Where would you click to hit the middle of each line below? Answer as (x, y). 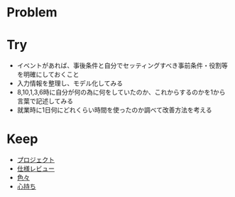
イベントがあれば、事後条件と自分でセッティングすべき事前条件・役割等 (122, 65)
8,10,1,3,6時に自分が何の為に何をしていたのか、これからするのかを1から (121, 92)
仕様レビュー (35, 169)
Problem (32, 12)
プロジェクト (35, 160)
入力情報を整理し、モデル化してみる (70, 83)
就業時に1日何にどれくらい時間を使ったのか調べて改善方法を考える (114, 110)
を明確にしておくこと (48, 75)
